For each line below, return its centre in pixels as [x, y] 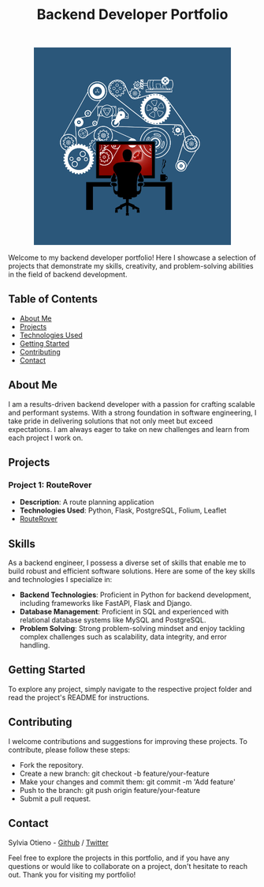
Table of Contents [53, 299]
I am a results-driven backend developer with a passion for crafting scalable [132, 404]
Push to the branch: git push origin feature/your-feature [110, 790]
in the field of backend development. [68, 274]
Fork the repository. [52, 765]
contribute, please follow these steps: [69, 750]
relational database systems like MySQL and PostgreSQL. [113, 620]
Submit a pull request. [55, 799]
